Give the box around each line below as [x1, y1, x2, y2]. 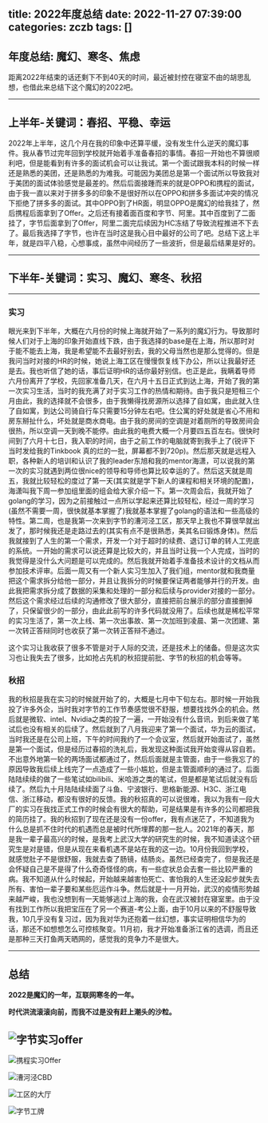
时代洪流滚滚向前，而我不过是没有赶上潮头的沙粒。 [8, 1007, 176, 1017]
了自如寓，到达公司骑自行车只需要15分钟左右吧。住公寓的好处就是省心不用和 [8, 406, 260, 416]
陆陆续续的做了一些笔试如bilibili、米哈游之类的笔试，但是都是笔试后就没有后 [8, 775, 258, 784]
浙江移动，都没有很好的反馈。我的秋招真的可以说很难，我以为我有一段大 [22, 794, 260, 804]
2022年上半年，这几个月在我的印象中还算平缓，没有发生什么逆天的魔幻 [8, 138, 242, 148]
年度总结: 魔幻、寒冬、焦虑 [8, 50, 140, 63]
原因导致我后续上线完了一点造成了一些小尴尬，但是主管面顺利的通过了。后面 [8, 764, 260, 774]
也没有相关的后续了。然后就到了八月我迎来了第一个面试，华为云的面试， [22, 724, 260, 734]
